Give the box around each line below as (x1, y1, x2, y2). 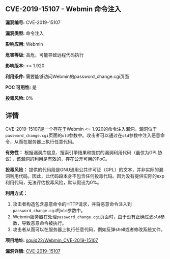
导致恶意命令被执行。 (21, 220, 67, 226)
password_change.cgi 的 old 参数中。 (12, 207, 86, 213)
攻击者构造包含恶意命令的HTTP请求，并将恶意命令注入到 (12, 200, 132, 207)
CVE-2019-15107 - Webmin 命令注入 (5, 5, 121, 14)
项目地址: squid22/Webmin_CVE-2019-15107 (5, 237, 98, 243)
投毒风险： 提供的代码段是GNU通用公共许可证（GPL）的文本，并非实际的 (5, 166, 159, 172)
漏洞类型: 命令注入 (5, 30, 44, 36)
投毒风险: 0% (5, 95, 34, 101)
